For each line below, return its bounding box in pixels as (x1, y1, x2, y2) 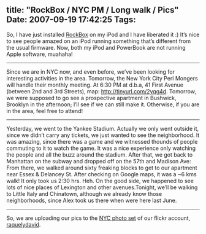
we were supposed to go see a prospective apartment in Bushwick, (6, 94, 177, 101)
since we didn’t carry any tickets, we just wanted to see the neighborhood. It (6, 131, 200, 139)
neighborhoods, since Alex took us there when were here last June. (6, 197, 177, 204)
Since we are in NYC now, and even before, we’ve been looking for (6, 68, 175, 76)
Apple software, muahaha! (6, 50, 73, 58)
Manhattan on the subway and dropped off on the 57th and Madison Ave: (6, 157, 191, 165)
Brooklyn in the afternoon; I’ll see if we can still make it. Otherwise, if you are (6, 101, 200, 108)
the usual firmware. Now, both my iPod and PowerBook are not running (6, 44, 186, 51)
